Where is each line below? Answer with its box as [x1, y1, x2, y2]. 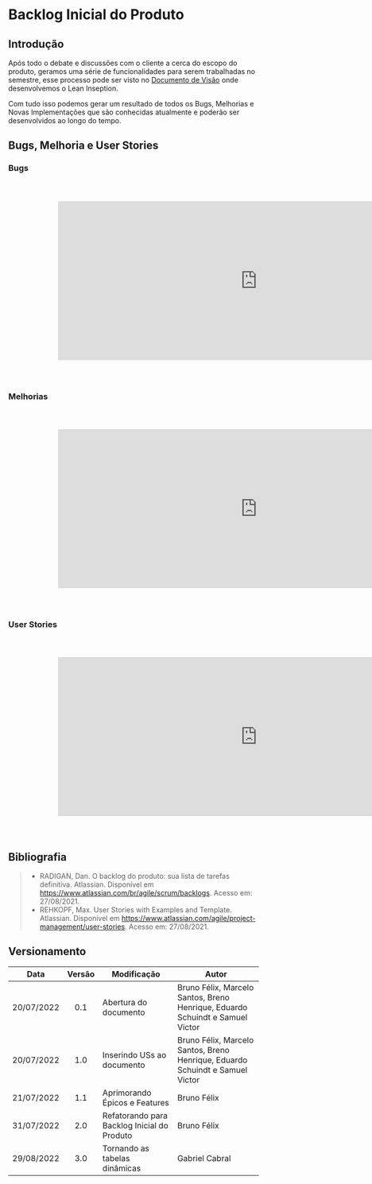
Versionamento [8, 945, 87, 958]
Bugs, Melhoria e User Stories [8, 139, 159, 153]
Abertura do [102, 996, 148, 1008]
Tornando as [102, 1143, 149, 1154]
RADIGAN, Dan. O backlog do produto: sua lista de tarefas [39, 872, 231, 881]
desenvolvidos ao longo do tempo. [8, 116, 122, 125]
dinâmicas [102, 1163, 141, 1174]
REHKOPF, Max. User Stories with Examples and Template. [39, 905, 232, 915]
